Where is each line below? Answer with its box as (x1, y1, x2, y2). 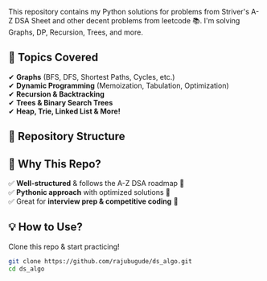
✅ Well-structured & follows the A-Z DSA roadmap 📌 (8, 179, 185, 188)
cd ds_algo (8, 265, 45, 273)
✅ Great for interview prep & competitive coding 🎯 (8, 196, 179, 206)
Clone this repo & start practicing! (8, 242, 120, 251)
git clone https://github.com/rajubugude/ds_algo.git (8, 257, 193, 265)
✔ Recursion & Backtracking (8, 89, 105, 99)
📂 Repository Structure (8, 130, 125, 143)
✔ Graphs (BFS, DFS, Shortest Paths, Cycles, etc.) (8, 72, 175, 81)
